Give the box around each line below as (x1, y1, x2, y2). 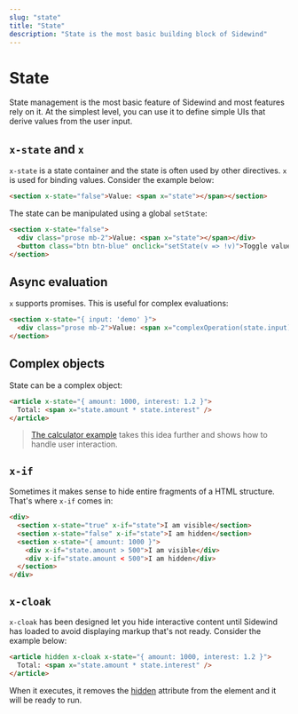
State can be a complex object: (9, 379, 122, 391)
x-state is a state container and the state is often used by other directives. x (9, 165, 287, 176)
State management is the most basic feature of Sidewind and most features (9, 97, 286, 107)
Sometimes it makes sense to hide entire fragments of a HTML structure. (9, 486, 275, 497)
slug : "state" (9, 12, 62, 22)
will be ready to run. (9, 694, 82, 705)
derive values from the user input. (9, 116, 133, 127)
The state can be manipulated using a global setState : (9, 208, 208, 218)
